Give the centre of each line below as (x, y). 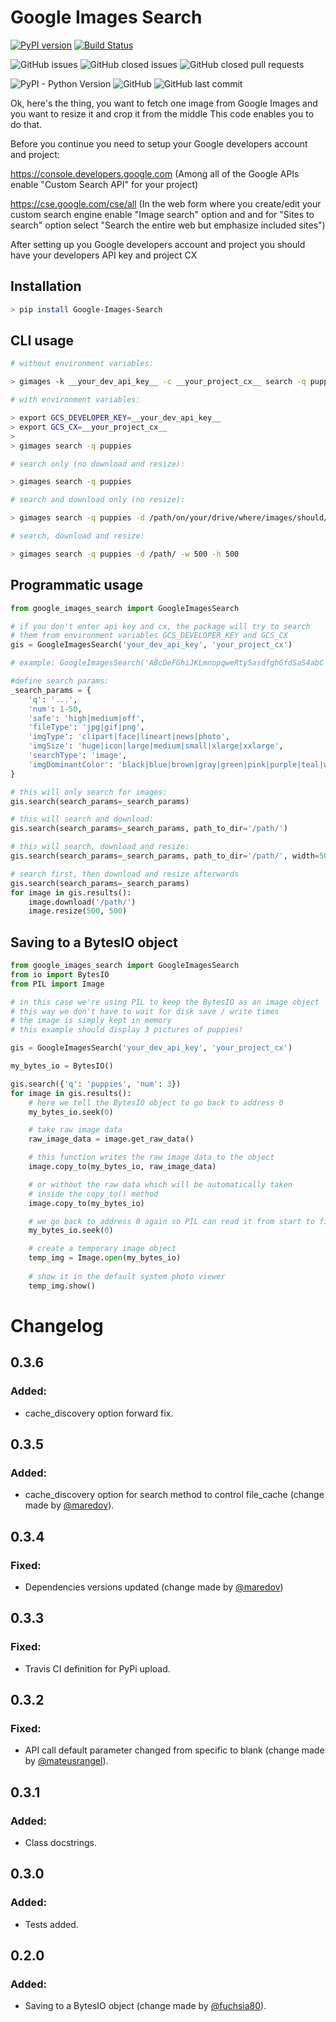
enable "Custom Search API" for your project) (104, 184)
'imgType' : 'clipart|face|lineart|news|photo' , (129, 737)
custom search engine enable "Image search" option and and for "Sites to (162, 214)
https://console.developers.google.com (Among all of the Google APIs (155, 173)
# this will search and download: (82, 819)
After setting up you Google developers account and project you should (158, 244)
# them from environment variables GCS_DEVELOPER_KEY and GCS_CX (149, 636)
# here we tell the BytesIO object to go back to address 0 (156, 1102)
